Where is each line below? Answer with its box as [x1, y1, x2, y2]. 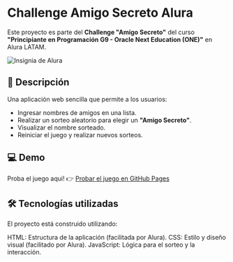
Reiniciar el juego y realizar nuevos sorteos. [17, 130, 143, 139]
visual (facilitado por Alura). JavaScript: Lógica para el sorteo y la [7, 240, 195, 249]
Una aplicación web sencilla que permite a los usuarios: [7, 95, 167, 103]
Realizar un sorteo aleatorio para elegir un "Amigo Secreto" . [17, 116, 192, 124]
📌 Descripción [7, 77, 70, 88]
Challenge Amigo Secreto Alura [7, 5, 194, 21]
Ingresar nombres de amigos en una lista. [17, 108, 137, 116]
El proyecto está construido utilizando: [7, 219, 118, 228]
